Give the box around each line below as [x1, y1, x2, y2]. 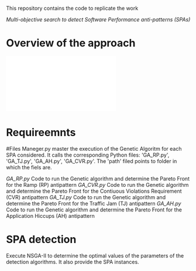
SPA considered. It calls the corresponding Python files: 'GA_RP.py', [6, 151, 170, 159]
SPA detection [6, 233, 77, 246]
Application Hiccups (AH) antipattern [6, 213, 95, 220]
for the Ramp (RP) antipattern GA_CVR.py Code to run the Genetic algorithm [6, 182, 189, 189]
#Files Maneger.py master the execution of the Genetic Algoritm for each [6, 145, 182, 152]
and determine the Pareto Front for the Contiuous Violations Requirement [6, 187, 183, 194]
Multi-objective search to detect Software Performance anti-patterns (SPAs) [6, 16, 191, 23]
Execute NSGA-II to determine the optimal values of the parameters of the [6, 252, 184, 259]
